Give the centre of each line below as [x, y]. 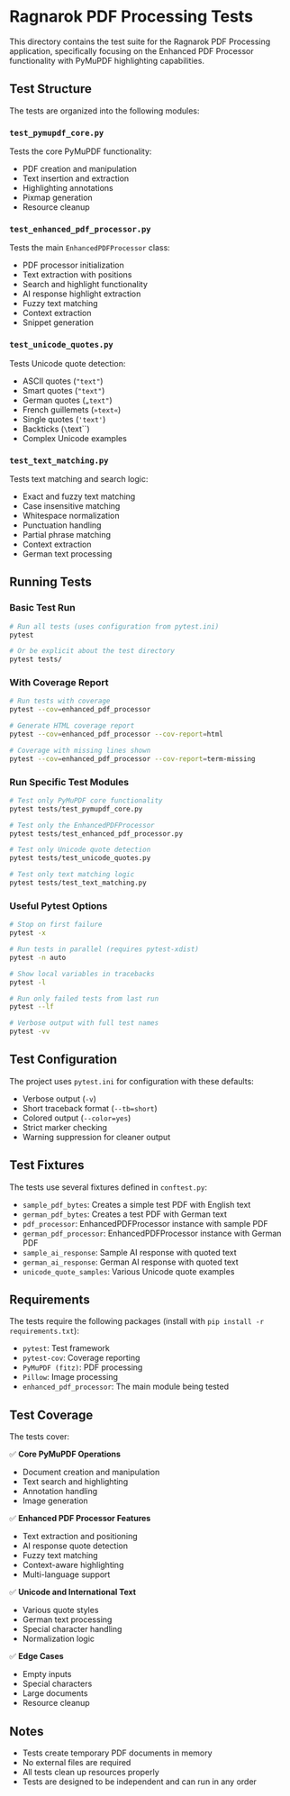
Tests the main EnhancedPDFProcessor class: [90, 248]
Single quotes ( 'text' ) [64, 419]
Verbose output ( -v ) [59, 1098]
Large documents [55, 1693]
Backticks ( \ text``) [56, 429]
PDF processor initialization [73, 265]
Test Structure [51, 89]
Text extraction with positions [77, 275]
